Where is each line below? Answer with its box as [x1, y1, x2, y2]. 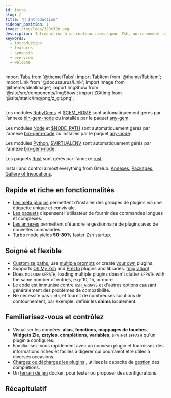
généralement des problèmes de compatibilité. [12, 287, 111, 293]
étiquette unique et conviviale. [12, 205, 76, 211]
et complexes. [12, 215, 42, 222]
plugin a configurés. [12, 337, 55, 343]
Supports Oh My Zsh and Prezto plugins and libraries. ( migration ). [12, 265, 151, 271]
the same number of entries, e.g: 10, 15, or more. [12, 276, 115, 282]
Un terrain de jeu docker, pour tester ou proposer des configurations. [12, 369, 158, 376]
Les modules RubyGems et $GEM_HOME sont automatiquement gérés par [5, 110, 161, 116]
